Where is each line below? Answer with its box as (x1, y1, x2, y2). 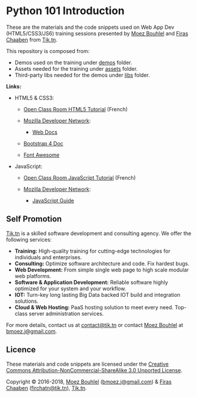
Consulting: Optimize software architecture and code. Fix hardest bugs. (14, 260, 190, 267)
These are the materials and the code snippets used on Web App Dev (6, 24, 175, 31)
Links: (6, 82, 22, 90)
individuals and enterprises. (14, 253, 82, 260)
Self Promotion (6, 214, 62, 224)
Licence (6, 345, 36, 355)
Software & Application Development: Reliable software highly (14, 279, 169, 286)
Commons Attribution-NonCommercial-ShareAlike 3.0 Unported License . (6, 366, 183, 373)
